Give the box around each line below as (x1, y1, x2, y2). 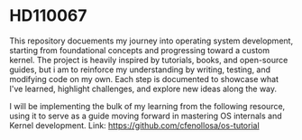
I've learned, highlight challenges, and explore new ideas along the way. (9, 83, 278, 94)
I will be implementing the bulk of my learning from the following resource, (9, 100, 286, 111)
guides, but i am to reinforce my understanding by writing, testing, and (9, 64, 271, 75)
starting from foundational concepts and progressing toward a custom (9, 44, 270, 55)
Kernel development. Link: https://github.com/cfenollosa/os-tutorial (9, 119, 260, 131)
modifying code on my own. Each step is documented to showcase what (9, 73, 279, 84)
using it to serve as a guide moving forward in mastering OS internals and (9, 110, 282, 121)
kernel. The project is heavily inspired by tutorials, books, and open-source (9, 54, 288, 65)
